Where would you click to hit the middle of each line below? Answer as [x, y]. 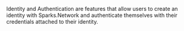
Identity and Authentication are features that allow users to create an [92, 9]
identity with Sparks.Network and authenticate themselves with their [92, 15]
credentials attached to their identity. [52, 22]
